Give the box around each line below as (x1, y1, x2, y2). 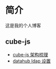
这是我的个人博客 (5, 22, 41, 28)
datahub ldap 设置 (12, 58, 51, 64)
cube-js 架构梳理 (12, 51, 48, 57)
